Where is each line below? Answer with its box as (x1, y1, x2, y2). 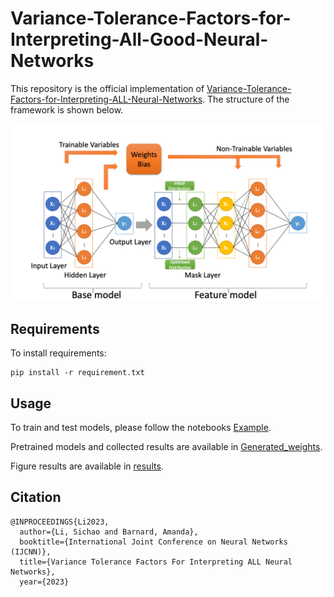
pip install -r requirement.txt (10, 368, 145, 378)
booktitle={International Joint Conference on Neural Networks (19, 537, 288, 547)
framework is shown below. (10, 103, 124, 116)
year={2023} (19, 577, 70, 587)
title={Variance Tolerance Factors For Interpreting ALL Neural (19, 557, 293, 567)
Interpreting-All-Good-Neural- (10, 28, 269, 51)
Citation (10, 489, 62, 506)
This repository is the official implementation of (10, 82, 205, 94)
